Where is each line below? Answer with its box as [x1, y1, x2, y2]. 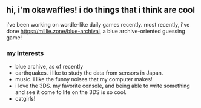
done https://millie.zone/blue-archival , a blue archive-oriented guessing [6, 27, 186, 35]
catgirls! [15, 95, 36, 103]
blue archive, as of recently [15, 63, 84, 70]
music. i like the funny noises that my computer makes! [15, 76, 153, 83]
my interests [6, 49, 44, 57]
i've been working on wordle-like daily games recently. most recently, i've [6, 21, 190, 28]
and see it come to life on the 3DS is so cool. [15, 89, 127, 96]
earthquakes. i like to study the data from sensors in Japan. [15, 69, 163, 76]
